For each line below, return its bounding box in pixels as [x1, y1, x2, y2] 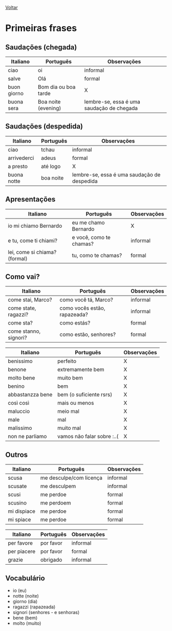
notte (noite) [12, 593, 39, 599]
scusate [8, 483, 27, 490]
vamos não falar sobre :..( [57, 433, 119, 440]
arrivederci [8, 154, 34, 161]
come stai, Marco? [8, 296, 52, 303]
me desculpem [40, 483, 76, 490]
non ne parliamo [8, 433, 47, 440]
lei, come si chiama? [8, 248, 57, 256]
